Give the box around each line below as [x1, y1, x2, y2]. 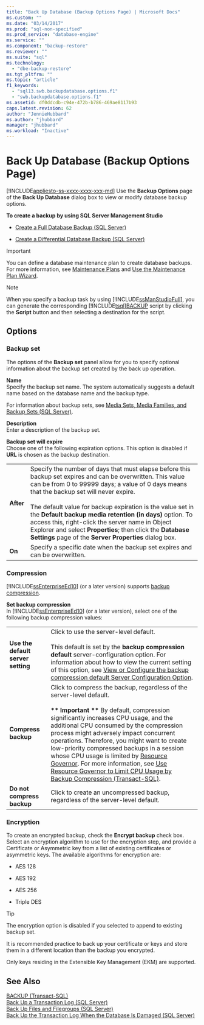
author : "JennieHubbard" [6, 111, 69, 117]
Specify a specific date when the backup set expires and [30, 543, 192, 551]
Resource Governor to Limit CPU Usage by [50, 767, 172, 775]
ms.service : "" [6, 37, 45, 43]
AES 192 [15, 875, 36, 882]
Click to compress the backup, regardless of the [50, 683, 188, 691]
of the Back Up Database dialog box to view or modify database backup [6, 193, 187, 201]
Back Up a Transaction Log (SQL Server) [6, 999, 108, 1006]
